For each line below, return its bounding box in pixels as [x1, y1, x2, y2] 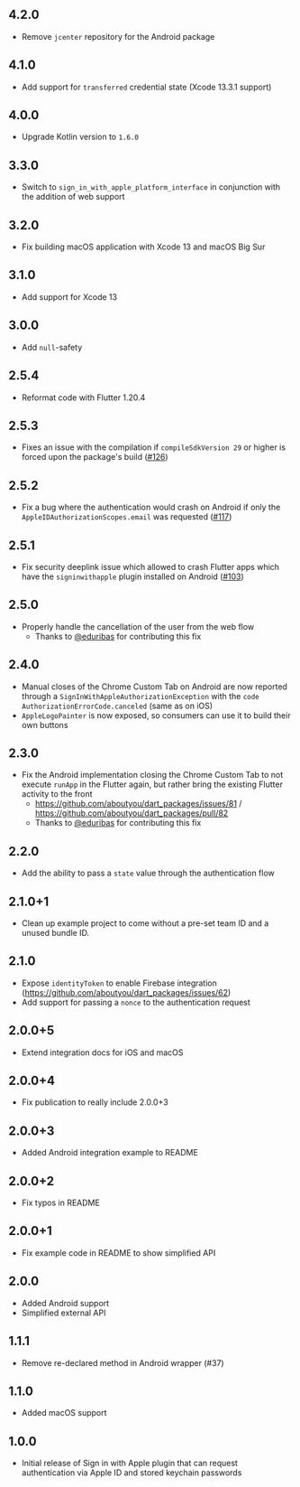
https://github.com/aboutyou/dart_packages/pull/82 [34, 808, 229, 818]
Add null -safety [21, 341, 83, 352]
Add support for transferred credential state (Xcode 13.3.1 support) [21, 81, 272, 92]
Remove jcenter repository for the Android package [21, 31, 215, 42]
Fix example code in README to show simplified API [21, 1247, 216, 1258]
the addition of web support [21, 192, 125, 202]
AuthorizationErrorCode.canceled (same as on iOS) [21, 700, 214, 711]
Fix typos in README [21, 1197, 100, 1209]
